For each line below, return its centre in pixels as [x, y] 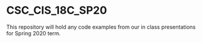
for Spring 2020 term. [33, 33]
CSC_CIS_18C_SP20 [57, 10]
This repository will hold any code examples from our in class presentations [101, 27]
